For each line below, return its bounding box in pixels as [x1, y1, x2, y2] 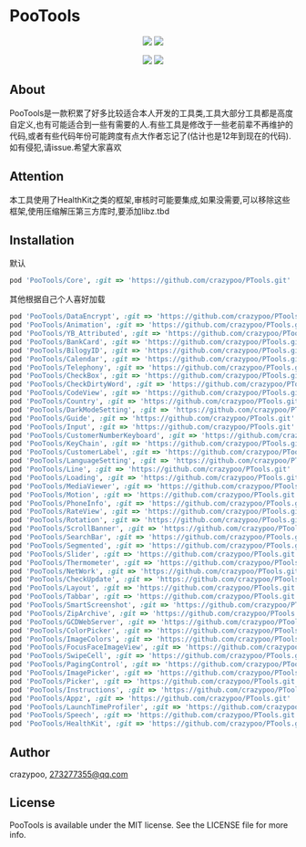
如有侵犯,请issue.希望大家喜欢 [9, 141, 122, 152]
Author [9, 745, 50, 760]
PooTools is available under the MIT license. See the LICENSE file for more [9, 819, 289, 831]
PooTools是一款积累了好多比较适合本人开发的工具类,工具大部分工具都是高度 [9, 107, 294, 119]
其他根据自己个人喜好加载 [9, 294, 106, 305]
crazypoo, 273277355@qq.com [9, 769, 128, 779]
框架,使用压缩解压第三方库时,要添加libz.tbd [9, 205, 170, 216]
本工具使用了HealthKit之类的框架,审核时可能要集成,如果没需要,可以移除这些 [9, 193, 291, 205]
